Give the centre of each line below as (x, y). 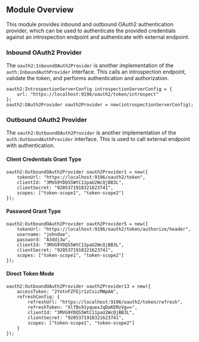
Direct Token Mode (30, 274)
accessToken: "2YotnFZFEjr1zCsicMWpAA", (68, 292)
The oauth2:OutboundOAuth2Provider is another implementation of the (91, 133)
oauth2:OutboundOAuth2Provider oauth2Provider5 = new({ (77, 224)
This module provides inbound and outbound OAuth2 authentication (90, 24)
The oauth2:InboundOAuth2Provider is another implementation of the (90, 66)
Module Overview (40, 10)
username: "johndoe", (44, 234)
